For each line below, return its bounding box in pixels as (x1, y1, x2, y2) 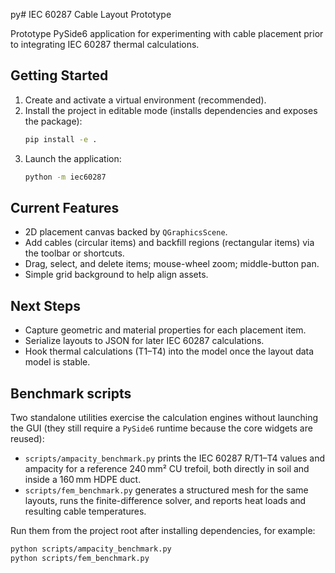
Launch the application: (24, 152, 122, 164)
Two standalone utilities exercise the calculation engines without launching (10, 412, 319, 423)
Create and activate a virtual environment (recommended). (24, 94, 267, 106)
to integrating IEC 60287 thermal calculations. (10, 39, 200, 50)
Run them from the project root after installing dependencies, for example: (10, 525, 316, 536)
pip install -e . (24, 134, 98, 144)
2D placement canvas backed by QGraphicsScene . (24, 226, 228, 238)
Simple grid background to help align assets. (24, 269, 209, 281)
